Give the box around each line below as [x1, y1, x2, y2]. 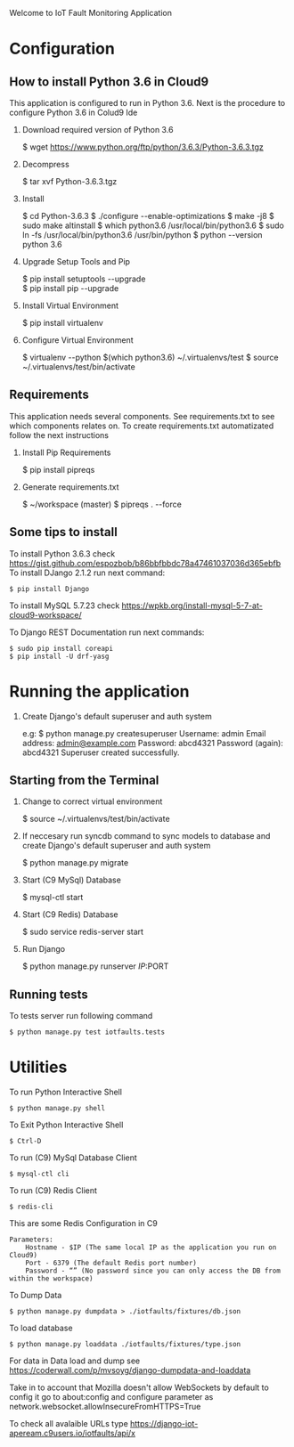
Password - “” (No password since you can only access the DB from [25, 1266, 281, 1276]
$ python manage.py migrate [21, 858, 129, 868]
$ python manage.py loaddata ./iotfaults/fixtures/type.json [9, 1340, 241, 1349]
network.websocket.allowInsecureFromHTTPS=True [9, 1402, 201, 1412]
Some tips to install [9, 524, 118, 540]
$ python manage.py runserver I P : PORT [21, 961, 169, 971]
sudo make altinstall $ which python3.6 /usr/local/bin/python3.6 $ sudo [21, 220, 285, 231]
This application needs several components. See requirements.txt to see [9, 411, 275, 421]
